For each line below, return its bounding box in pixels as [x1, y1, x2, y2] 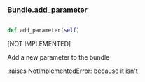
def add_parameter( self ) [7, 27, 80, 34]
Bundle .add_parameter [7, 5, 88, 15]
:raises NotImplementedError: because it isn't [7, 67, 138, 75]
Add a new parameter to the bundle [7, 53, 110, 62]
